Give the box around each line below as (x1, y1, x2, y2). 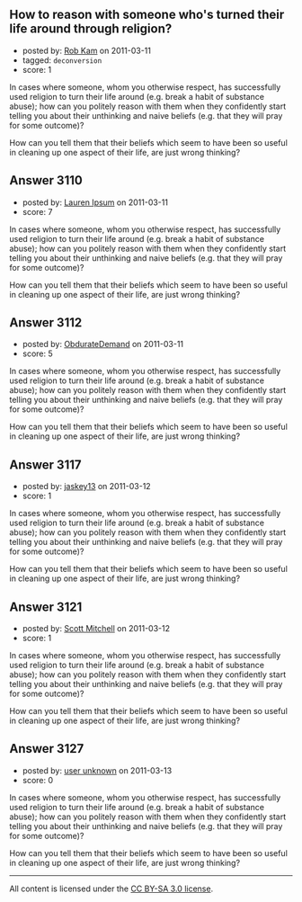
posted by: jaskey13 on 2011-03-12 (22, 481, 151, 492)
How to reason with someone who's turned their (9, 7, 285, 22)
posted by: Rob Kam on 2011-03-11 (22, 45, 151, 56)
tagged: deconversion (22, 54, 102, 66)
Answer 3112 (9, 315, 83, 331)
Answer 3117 (9, 457, 82, 472)
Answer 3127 (9, 741, 84, 756)
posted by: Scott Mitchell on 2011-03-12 (22, 623, 171, 634)
